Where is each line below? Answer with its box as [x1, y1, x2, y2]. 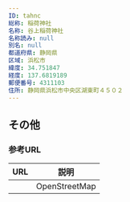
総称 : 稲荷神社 [8, 19, 52, 27]
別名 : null [8, 42, 43, 50]
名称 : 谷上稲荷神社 [8, 26, 64, 34]
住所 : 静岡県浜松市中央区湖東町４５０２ [8, 86, 124, 95]
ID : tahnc [8, 11, 42, 20]
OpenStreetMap [35, 181, 96, 192]
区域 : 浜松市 [8, 57, 46, 65]
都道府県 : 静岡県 [8, 49, 58, 57]
